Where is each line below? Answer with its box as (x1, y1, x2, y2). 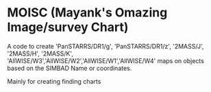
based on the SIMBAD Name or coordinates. (7, 64, 132, 72)
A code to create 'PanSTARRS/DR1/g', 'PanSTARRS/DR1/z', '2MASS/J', (7, 42, 204, 50)
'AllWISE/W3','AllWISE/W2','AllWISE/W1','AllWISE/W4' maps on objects (7, 56, 204, 65)
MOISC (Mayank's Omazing (7, 5, 168, 21)
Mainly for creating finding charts (7, 77, 101, 85)
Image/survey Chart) (7, 19, 129, 35)
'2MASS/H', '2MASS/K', (7, 49, 74, 58)
